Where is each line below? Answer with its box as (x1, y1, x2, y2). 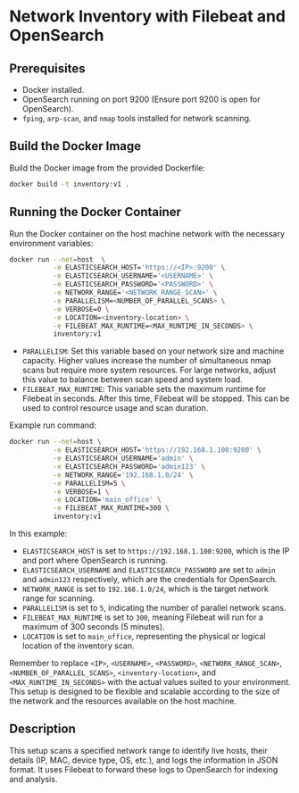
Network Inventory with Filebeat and (9, 6, 286, 27)
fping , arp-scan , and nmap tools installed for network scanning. (21, 113, 252, 123)
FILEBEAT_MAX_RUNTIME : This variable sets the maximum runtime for (21, 384, 267, 395)
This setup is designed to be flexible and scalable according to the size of (9, 686, 280, 697)
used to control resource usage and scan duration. (21, 403, 209, 413)
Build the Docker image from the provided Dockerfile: (9, 163, 205, 173)
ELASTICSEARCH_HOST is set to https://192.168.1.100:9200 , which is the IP (21, 546, 290, 555)
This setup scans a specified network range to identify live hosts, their (9, 745, 268, 755)
